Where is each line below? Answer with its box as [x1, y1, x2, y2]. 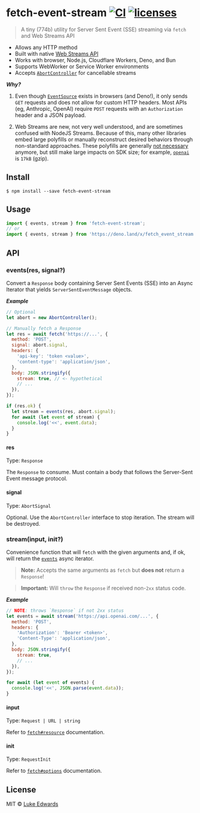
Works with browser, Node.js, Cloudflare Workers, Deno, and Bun [14, 56, 176, 63]
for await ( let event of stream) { [11, 414, 100, 420]
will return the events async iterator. [6, 554, 94, 562]
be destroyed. [6, 520, 41, 527]
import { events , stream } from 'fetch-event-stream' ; [6, 220, 146, 226]
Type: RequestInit [6, 756, 51, 763]
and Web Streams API [20, 32, 75, 39]
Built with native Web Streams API [14, 50, 99, 57]
